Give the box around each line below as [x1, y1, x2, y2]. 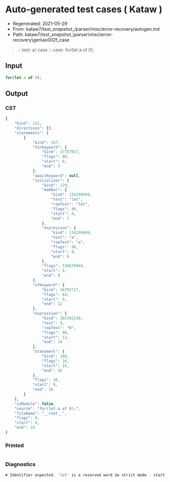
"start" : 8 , [50, 249, 76, 254]
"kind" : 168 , [41, 354, 70, 359]
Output [5, 89, 28, 98]
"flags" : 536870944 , [41, 263, 86, 269]
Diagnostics [5, 461, 36, 468]
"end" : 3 [41, 164, 60, 169]
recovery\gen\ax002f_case [12, 37, 70, 43]
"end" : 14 [41, 339, 63, 345]
